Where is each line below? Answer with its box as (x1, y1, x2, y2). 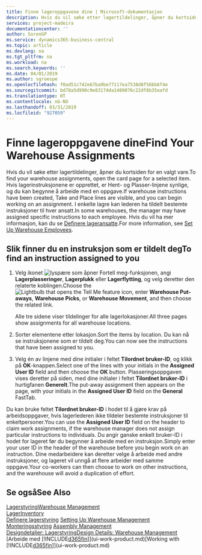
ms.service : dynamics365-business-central (6, 37, 114, 43)
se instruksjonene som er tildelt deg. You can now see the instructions (14, 337, 188, 344)
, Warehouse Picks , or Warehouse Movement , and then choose (31, 295, 191, 302)
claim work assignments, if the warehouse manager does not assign (6, 425, 176, 432)
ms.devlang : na (6, 48, 44, 54)
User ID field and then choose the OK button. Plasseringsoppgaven (14, 369, 182, 376)
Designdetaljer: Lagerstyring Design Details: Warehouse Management (6, 528, 177, 536)
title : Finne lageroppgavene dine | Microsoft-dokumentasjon (6, 8, 163, 15)
